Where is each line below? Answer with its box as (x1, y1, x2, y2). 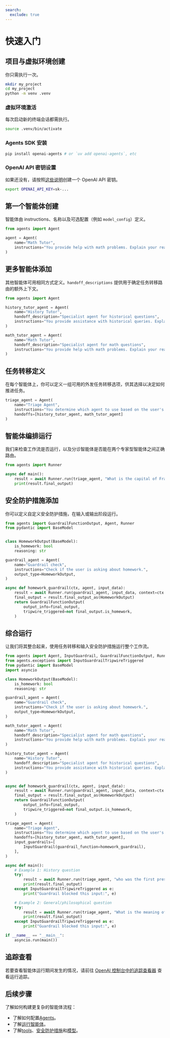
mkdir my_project (5, 81, 42, 87)
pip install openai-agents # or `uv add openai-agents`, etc (5, 151, 137, 156)
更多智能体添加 (5, 265, 52, 274)
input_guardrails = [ (14, 840, 56, 845)
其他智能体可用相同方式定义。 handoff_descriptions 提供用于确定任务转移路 (5, 279, 163, 285)
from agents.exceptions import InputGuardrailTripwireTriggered (5, 658, 144, 663)
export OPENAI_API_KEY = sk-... (5, 187, 69, 192)
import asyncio (5, 667, 37, 673)
